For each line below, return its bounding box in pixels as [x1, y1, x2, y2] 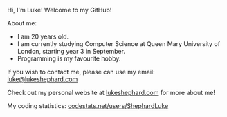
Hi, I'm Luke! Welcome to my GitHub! [7, 6, 112, 14]
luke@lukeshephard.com [7, 75, 78, 83]
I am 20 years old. [17, 32, 69, 41]
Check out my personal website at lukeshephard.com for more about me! [7, 89, 216, 96]
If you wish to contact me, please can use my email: [7, 68, 155, 76]
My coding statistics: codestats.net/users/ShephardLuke [7, 102, 169, 109]
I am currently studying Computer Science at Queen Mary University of [17, 40, 220, 47]
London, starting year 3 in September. [17, 47, 126, 55]
